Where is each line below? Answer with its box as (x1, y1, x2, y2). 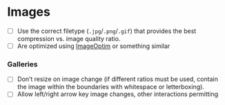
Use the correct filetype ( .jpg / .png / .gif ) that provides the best (17, 27, 197, 35)
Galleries (7, 59, 38, 69)
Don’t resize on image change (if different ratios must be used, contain (17, 75, 219, 83)
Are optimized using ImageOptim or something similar (17, 42, 170, 50)
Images (7, 4, 50, 20)
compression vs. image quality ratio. (17, 35, 121, 43)
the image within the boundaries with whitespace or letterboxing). (17, 83, 205, 91)
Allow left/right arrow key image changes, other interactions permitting (17, 90, 219, 98)
